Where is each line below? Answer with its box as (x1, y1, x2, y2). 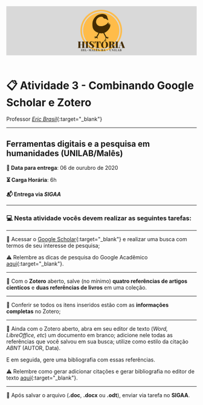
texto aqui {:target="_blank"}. (6, 374, 78, 381)
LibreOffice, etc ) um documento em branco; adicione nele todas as (6, 332, 173, 339)
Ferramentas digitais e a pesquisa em (6, 138, 150, 149)
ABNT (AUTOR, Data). (6, 345, 61, 352)
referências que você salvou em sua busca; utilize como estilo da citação (6, 338, 188, 345)
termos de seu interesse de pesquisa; (6, 242, 100, 250)
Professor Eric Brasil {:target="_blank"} (6, 115, 103, 123)
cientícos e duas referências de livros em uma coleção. (6, 284, 147, 291)
